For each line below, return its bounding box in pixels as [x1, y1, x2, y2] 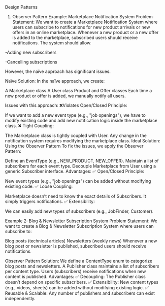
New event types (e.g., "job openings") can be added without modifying [5, 178, 151, 184]
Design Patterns [5, 4, 38, 10]
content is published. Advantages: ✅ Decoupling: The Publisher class [5, 273, 146, 279]
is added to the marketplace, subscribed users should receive [12, 34, 138, 40]
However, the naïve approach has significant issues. [5, 68, 111, 74]
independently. [5, 296, 35, 301]
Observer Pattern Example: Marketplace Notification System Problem [12, 14, 153, 19]
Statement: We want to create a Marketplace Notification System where [12, 19, 158, 25]
